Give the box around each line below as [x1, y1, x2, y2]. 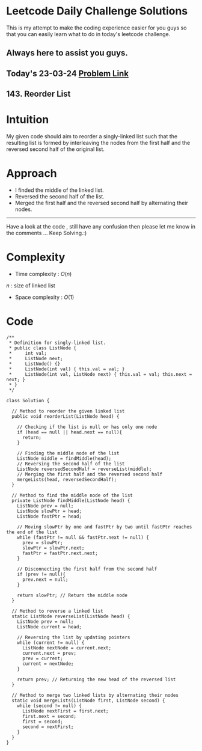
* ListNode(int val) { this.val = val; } [8, 366, 125, 372]
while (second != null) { [17, 702, 82, 709]
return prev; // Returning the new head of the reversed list [17, 676, 176, 682]
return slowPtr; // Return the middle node [17, 592, 128, 598]
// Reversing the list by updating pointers [17, 634, 130, 640]
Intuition [6, 113, 49, 127]
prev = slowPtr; [22, 539, 63, 545]
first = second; [22, 719, 63, 725]
